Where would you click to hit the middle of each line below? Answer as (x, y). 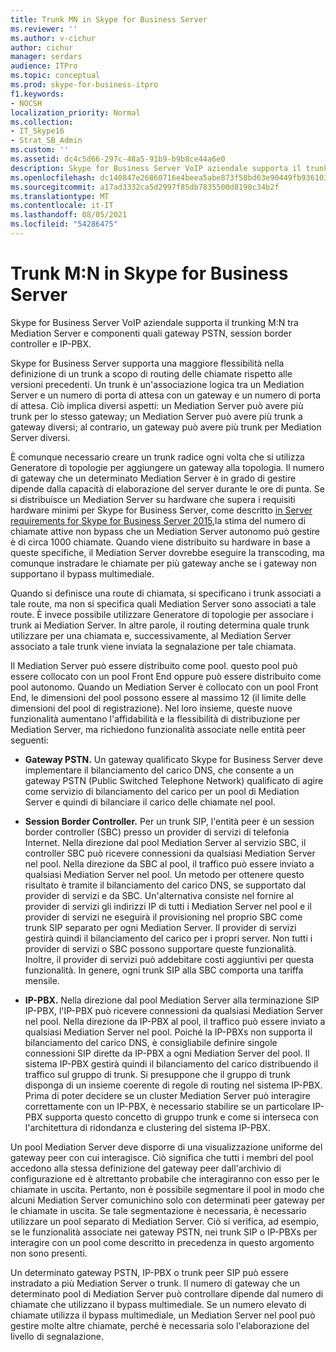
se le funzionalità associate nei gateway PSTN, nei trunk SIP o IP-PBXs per (164, 1232)
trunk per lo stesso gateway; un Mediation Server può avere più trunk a (156, 416)
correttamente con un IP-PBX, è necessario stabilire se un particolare (167, 1106)
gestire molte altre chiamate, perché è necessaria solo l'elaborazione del (160, 1325)
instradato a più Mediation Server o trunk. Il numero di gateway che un (155, 1283)
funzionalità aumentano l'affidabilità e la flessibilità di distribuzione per (155, 718)
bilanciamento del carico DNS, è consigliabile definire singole (151, 1042)
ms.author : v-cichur (53, 38)
